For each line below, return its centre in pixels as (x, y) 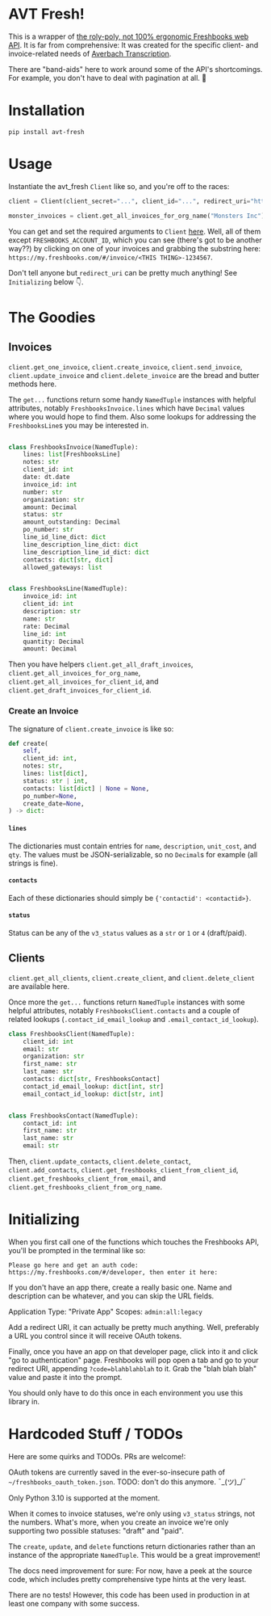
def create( (28, 743)
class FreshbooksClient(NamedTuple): (72, 1034)
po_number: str (48, 530)
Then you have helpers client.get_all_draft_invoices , (101, 664)
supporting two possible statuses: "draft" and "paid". (96, 1530)
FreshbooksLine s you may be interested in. (79, 425)
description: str (52, 612)
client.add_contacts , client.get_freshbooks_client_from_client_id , (123, 1170)
